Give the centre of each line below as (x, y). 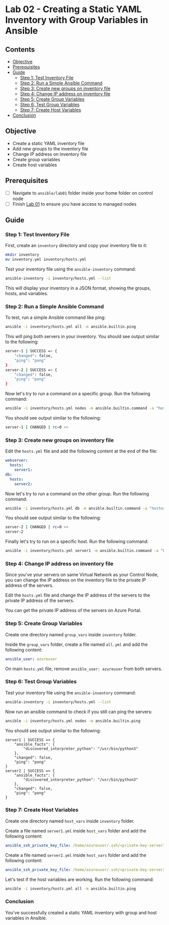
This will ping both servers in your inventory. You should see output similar (82, 337)
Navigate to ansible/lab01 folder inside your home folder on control (83, 193)
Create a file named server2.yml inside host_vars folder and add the (76, 855)
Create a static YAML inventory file (48, 143)
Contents (20, 49)
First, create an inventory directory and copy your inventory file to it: (76, 246)
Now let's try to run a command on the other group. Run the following (77, 493)
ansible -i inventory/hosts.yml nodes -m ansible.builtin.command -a (80, 408)
